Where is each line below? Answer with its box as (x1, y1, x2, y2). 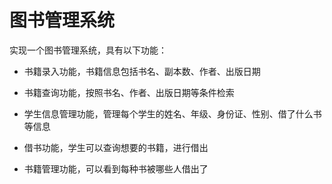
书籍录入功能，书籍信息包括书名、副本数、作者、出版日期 (23, 65, 261, 77)
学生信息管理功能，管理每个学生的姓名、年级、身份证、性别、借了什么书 (23, 107, 322, 120)
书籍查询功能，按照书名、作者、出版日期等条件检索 (23, 86, 235, 98)
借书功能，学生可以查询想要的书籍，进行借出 (23, 141, 209, 153)
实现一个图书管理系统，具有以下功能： (9, 44, 167, 56)
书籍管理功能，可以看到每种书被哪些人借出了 (23, 162, 209, 175)
